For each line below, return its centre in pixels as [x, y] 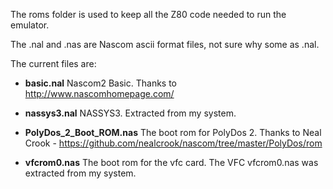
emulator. [30, 25]
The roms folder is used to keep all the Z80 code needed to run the [148, 14]
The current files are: [53, 63]
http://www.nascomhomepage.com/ [99, 93]
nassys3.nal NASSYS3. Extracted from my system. [130, 113]
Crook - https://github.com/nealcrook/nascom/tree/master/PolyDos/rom [173, 143]
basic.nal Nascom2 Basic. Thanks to [101, 83]
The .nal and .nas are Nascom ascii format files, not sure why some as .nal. [165, 44]
